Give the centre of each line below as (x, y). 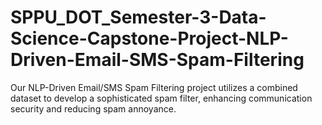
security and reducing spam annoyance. (93, 108)
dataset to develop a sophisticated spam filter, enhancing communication (161, 98)
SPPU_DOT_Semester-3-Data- (138, 17)
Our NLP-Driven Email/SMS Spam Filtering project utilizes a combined (154, 87)
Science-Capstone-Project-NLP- (149, 38)
